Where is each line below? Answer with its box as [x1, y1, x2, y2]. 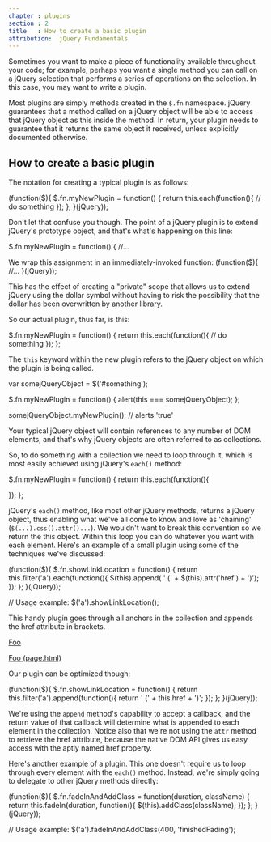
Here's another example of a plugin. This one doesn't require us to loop [8, 759, 247, 769]
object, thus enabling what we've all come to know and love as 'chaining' [8, 515, 252, 525]
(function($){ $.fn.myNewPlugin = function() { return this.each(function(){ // [8, 193, 261, 203]
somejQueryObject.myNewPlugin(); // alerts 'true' [8, 410, 174, 420]
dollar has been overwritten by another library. [8, 299, 163, 308]
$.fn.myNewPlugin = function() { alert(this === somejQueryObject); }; [8, 394, 240, 405]
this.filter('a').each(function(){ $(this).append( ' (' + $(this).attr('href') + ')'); [8, 573, 260, 583]
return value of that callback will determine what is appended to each [8, 717, 240, 727]
